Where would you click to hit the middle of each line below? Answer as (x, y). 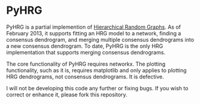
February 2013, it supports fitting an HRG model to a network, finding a (94, 33)
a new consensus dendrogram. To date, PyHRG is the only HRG (85, 46)
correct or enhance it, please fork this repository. (67, 94)
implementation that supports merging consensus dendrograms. (86, 52)
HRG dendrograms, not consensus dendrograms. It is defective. (85, 77)
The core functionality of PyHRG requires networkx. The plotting (86, 64)
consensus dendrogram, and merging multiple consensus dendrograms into (100, 39)
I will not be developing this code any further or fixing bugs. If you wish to (97, 88)
